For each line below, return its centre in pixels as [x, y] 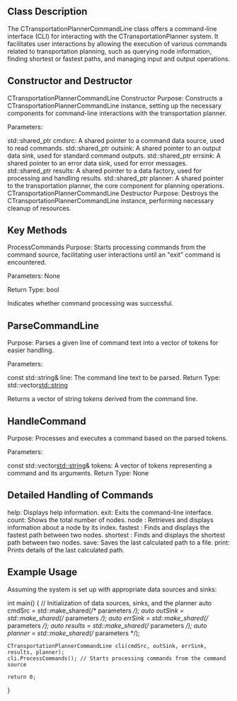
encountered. [27, 262]
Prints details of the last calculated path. [66, 550]
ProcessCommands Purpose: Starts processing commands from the [107, 248]
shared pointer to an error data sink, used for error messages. [97, 163]
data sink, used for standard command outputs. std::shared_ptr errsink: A [114, 156]
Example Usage [42, 572]
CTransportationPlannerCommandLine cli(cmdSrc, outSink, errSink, [107, 646]
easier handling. [31, 350]
